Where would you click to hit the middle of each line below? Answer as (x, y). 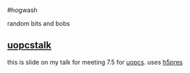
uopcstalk (30, 46)
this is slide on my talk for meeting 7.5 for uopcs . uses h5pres (95, 62)
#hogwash (23, 10)
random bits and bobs (39, 23)
